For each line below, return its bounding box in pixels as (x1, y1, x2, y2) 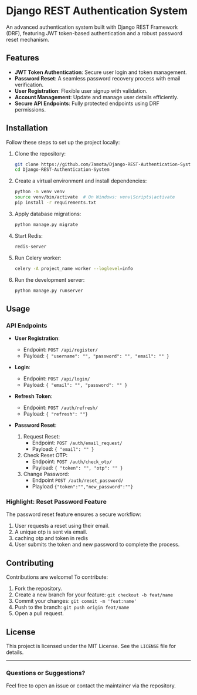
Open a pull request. (14, 610, 64, 617)
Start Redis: (14, 232, 43, 239)
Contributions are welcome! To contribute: (6, 573, 108, 581)
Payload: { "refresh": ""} (23, 410, 89, 417)
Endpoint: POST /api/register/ (23, 346, 98, 353)
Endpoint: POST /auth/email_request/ (32, 439, 123, 447)
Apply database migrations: (14, 210, 81, 217)
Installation (6, 123, 48, 133)
